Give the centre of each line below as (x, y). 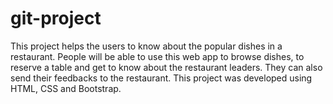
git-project (56, 18)
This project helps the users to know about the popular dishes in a (146, 46)
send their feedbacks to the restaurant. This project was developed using (161, 78)
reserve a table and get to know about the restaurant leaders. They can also (166, 67)
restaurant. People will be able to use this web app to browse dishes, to (157, 56)
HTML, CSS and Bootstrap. (66, 88)
